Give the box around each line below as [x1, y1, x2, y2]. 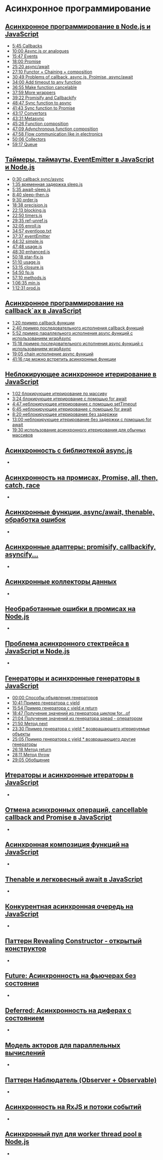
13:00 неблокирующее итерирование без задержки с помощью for [12, 417, 152, 423]
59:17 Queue [12, 142, 37, 147]
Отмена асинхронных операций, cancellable [5, 806, 148, 814]
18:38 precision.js [12, 202, 48, 208]
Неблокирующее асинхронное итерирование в [5, 370, 157, 379]
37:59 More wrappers [12, 90, 56, 95]
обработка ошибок [5, 516, 66, 524]
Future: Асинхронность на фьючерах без [5, 972, 136, 980]
